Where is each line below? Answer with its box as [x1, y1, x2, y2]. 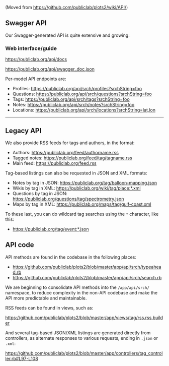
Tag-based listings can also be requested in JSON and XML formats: [5, 170, 147, 176]
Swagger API [5, 19, 47, 27]
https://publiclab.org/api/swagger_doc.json [5, 66, 95, 72]
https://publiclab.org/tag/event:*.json [12, 226, 89, 232]
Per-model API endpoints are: [5, 76, 66, 82]
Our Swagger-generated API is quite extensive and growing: [5, 32, 130, 38]
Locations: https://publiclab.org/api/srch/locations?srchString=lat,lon [12, 107, 156, 113]
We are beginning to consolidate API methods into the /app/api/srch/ [5, 284, 150, 290]
